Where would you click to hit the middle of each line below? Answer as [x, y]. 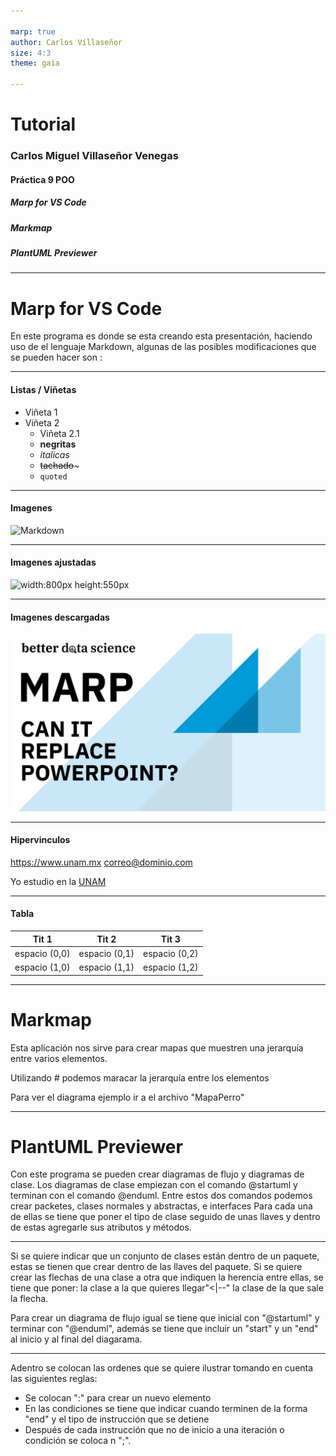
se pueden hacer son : [56, 357]
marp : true [33, 31]
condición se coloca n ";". [78, 1441]
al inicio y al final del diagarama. [76, 1339]
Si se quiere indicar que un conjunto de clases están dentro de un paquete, [165, 1256]
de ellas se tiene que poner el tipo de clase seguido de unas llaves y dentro [165, 1217]
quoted [53, 476]
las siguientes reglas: [54, 1379]
